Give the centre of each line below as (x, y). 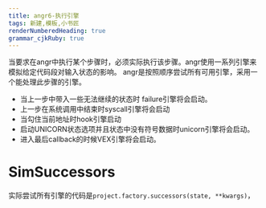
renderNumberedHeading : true (57, 31)
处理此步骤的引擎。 (54, 82)
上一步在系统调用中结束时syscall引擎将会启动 (95, 109)
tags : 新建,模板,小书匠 (44, 23)
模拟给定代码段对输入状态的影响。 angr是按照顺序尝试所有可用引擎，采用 (129, 72)
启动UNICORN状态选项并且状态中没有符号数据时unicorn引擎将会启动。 (137, 129)
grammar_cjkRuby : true (46, 38)
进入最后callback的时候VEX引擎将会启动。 (90, 139)
